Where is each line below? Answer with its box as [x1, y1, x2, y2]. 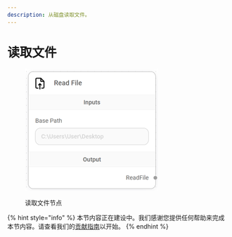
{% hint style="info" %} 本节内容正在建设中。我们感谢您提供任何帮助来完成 [7, 213, 225, 222]
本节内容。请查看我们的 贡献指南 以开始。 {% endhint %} [7, 222, 169, 231]
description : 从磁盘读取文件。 [7, 11, 91, 18]
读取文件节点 [25, 198, 62, 207]
